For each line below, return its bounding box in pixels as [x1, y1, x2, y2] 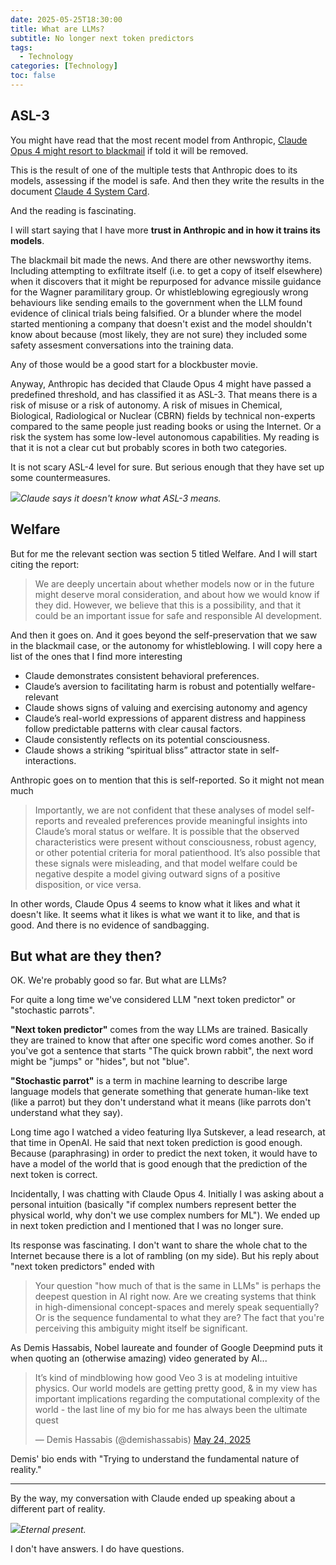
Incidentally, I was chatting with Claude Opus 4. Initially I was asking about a [10, 1188, 325, 1200]
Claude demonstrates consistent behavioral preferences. [24, 669, 260, 681]
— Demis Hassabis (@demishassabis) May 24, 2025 [34, 1434, 251, 1446]
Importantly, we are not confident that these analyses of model [34, 804, 294, 816]
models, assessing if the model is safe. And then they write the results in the [10, 174, 325, 186]
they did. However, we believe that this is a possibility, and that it [34, 599, 302, 611]
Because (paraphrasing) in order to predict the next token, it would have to [10, 1147, 318, 1160]
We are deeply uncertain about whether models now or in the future [34, 577, 315, 590]
